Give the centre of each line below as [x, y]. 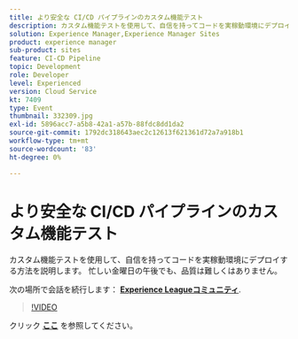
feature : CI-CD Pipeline [55, 58]
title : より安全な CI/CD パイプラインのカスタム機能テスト [106, 17]
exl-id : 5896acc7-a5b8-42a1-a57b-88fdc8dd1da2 [97, 125]
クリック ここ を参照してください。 [74, 326]
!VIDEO [44, 307]
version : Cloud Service [53, 91]
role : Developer [39, 75]
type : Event [31, 108]
